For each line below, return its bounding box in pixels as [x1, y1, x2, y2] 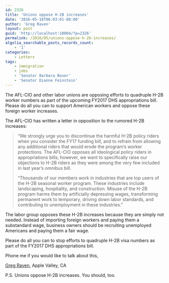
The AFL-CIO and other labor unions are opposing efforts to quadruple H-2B [5, 91, 164, 98]
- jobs [14, 69, 28, 74]
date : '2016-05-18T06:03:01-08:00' [5, 17, 80, 22]
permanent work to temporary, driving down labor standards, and [17, 196, 154, 202]
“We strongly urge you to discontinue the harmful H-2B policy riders [17, 132, 159, 139]
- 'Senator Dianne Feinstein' [14, 78, 78, 83]
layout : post [5, 26, 33, 31]
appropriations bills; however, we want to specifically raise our [17, 154, 148, 160]
